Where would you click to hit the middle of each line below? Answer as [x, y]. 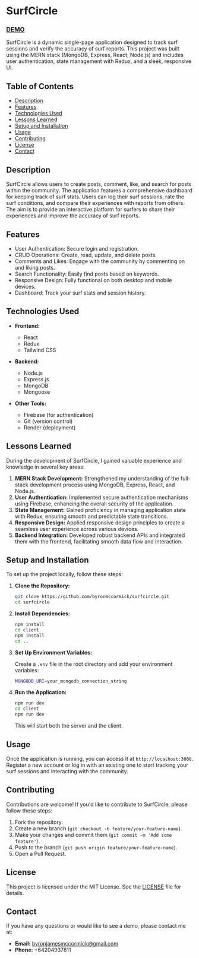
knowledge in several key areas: [45, 467]
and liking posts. [35, 267]
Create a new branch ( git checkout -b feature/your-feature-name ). [98, 828]
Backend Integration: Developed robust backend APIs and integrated [100, 535]
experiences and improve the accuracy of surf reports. [73, 216]
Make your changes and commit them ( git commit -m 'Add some [93, 834]
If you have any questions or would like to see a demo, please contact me [96, 926]
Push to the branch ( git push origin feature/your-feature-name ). [96, 847]
